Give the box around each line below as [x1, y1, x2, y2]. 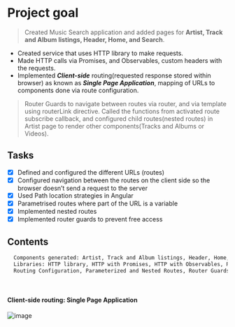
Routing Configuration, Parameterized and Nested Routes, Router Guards [13, 267, 230, 274]
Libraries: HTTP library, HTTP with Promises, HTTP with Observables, [13, 261, 224, 268]
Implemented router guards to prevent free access [17, 215, 163, 224]
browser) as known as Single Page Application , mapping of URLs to [17, 78, 215, 87]
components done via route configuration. [17, 86, 139, 94]
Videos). [24, 129, 49, 138]
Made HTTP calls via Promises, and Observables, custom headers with [17, 56, 222, 64]
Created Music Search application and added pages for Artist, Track [24, 28, 223, 36]
